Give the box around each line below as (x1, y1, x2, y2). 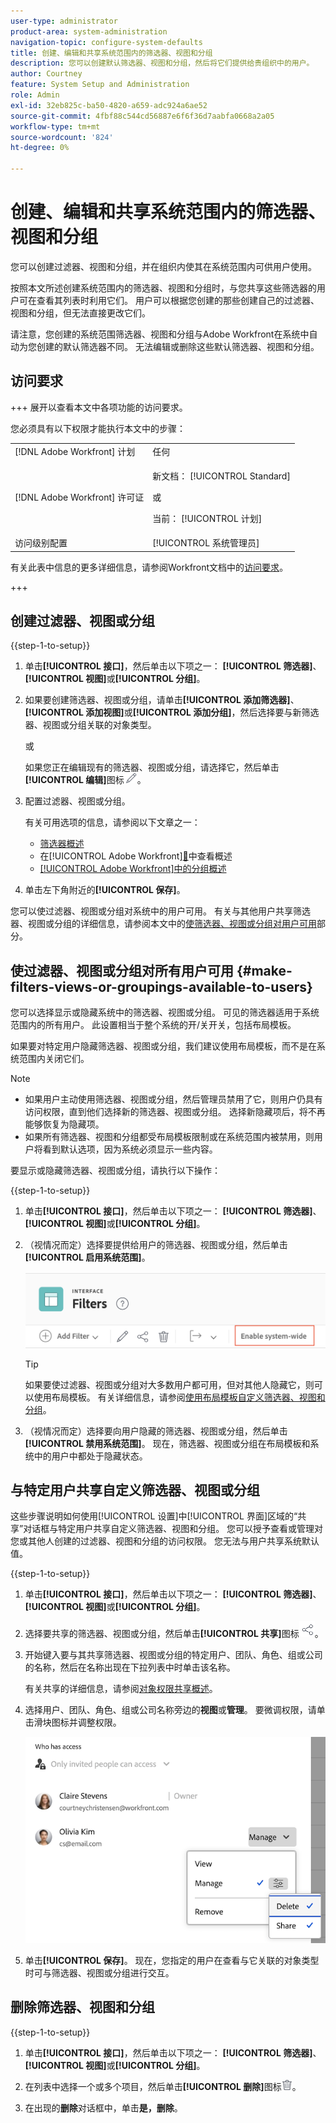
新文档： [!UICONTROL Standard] (152, 470, 291, 482)
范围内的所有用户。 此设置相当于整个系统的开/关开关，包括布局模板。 (10, 1019, 297, 1031)
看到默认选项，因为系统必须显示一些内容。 (42, 1143, 218, 1155)
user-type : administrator (10, 16, 118, 26)
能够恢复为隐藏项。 (24, 1118, 105, 1130)
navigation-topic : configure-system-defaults (10, 37, 203, 47)
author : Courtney (10, 69, 83, 79)
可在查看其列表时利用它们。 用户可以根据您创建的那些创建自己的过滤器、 (18, 294, 320, 306)
